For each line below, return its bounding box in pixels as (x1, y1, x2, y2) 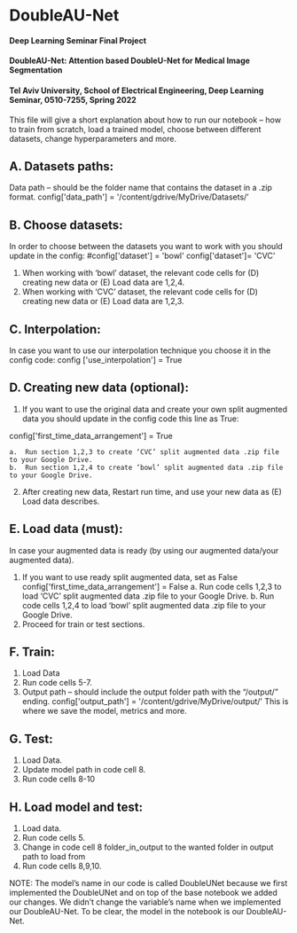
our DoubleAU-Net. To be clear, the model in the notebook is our (9, 906, 245, 917)
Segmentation (9, 65, 63, 75)
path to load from (21, 851, 86, 862)
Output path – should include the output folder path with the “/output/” (21, 686, 279, 697)
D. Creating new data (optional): (9, 380, 189, 396)
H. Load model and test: (9, 799, 144, 814)
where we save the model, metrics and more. (21, 706, 188, 717)
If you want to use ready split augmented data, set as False (21, 571, 238, 582)
